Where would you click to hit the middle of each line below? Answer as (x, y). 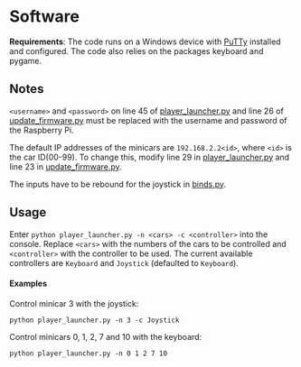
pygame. (26, 60)
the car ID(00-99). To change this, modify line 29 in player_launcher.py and (150, 157)
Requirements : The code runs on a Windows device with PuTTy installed (146, 41)
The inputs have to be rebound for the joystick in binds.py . (118, 184)
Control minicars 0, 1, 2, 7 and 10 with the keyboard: (106, 336)
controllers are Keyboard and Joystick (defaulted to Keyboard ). (124, 262)
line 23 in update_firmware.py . (66, 166)
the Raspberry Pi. (42, 130)
